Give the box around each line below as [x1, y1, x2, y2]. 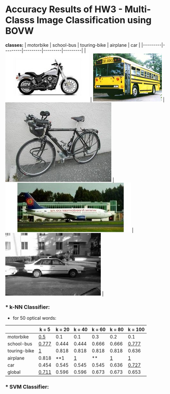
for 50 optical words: [12, 315, 57, 321]
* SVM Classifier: [5, 383, 49, 390]
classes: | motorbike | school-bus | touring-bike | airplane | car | [5, 42, 140, 48]
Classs [5, 14, 35, 26]
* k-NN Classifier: [5, 304, 50, 311]
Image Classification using [36, 14, 152, 26]
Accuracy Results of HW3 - [5, 4, 123, 15]
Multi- [124, 4, 151, 15]
